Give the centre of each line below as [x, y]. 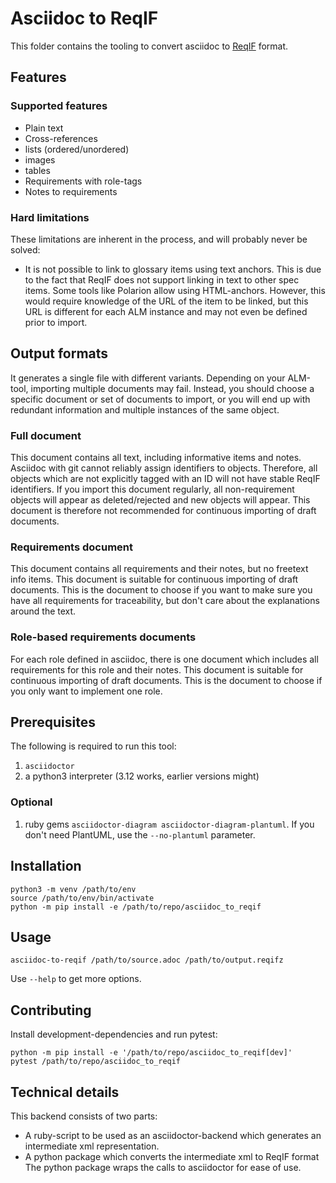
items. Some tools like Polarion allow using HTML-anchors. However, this [175, 290]
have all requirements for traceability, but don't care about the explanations [165, 601]
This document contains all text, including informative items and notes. [156, 458]
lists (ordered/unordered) [77, 149]
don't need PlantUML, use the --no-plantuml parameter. [140, 834]
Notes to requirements [71, 191]
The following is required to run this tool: [93, 746]
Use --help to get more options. [76, 979]
